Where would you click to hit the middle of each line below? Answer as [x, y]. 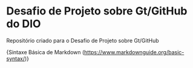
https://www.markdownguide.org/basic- [134, 52]
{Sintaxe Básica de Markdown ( [45, 52]
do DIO [24, 24]
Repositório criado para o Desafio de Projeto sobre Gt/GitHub [83, 40]
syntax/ [16, 58]
